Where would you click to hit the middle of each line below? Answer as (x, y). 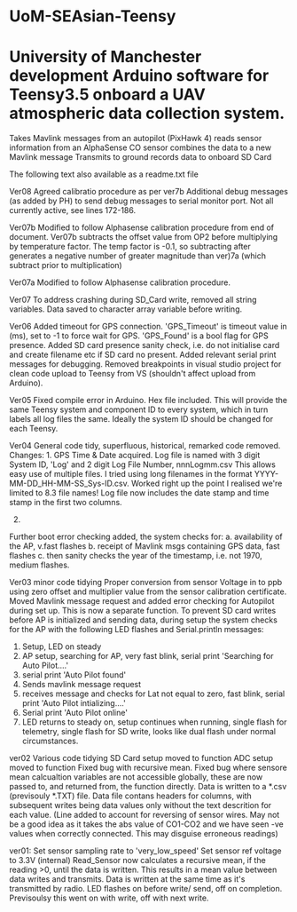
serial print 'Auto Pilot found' (74, 675)
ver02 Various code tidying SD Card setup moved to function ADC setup (141, 758)
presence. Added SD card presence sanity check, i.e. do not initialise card (145, 345)
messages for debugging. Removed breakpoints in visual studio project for (145, 364)
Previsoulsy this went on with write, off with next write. (109, 898)
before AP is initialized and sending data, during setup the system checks (143, 620)
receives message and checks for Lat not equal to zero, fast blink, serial (153, 694)
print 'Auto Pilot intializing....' (74, 703)
